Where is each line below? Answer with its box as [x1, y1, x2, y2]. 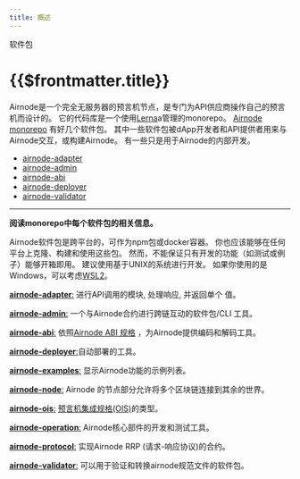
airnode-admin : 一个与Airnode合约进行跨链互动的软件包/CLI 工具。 [9, 307, 257, 318]
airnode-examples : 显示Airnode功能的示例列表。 [9, 365, 191, 375]
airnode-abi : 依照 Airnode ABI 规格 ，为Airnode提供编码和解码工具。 [9, 327, 261, 338]
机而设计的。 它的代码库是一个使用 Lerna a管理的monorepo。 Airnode [9, 113, 262, 123]
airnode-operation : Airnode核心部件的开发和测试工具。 [9, 422, 214, 433]
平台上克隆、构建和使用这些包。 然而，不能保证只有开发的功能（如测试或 [9, 248, 278, 258]
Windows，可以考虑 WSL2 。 [9, 270, 113, 281]
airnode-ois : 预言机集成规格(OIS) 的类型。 [9, 403, 163, 414]
